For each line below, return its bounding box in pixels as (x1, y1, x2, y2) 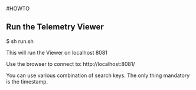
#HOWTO (6, 5, 30, 12)
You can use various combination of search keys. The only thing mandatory (6, 72, 190, 79)
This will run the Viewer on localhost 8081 (6, 49, 108, 56)
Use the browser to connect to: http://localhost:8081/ (6, 60, 135, 67)
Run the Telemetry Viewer (6, 22, 104, 32)
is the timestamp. (6, 78, 48, 85)
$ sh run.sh (6, 38, 34, 45)
